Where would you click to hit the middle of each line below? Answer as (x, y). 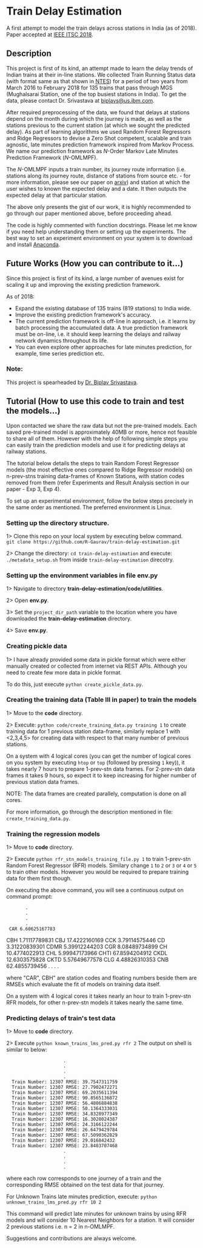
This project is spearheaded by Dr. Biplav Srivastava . (72, 382)
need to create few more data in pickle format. (64, 672)
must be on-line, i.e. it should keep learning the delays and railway (98, 334)
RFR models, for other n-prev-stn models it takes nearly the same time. (95, 1003)
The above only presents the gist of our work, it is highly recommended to (98, 207)
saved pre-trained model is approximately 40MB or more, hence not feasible (102, 432)
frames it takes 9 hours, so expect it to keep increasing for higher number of (101, 775)
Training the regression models (53, 834)
